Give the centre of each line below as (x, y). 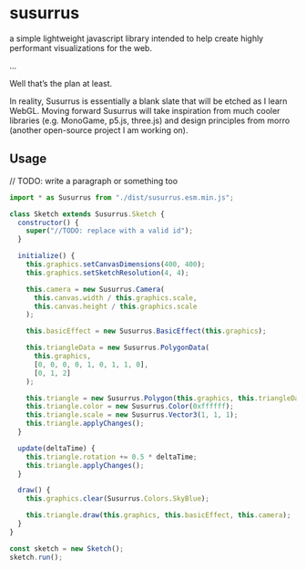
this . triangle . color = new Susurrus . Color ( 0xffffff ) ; (130, 407)
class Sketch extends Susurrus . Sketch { (87, 214)
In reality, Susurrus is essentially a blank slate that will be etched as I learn (148, 101)
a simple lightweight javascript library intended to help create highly (137, 38)
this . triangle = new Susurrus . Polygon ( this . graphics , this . (142, 398)
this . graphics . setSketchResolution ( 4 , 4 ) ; (107, 273)
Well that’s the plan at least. (61, 83)
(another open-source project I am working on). (99, 130)
